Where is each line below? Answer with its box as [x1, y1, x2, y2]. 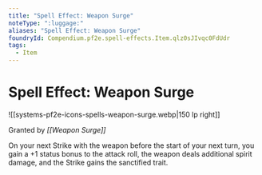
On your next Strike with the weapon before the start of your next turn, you [8, 141, 255, 150]
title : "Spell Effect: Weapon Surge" [8, 11, 134, 20]
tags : [8, 42, 26, 50]
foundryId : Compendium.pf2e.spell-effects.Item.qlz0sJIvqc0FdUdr [8, 34, 230, 42]
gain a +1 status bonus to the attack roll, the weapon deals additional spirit [8, 149, 253, 158]
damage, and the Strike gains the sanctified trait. [8, 157, 169, 167]
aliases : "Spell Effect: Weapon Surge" [8, 26, 141, 34]
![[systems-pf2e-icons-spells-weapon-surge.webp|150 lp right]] [8, 109, 220, 119]
